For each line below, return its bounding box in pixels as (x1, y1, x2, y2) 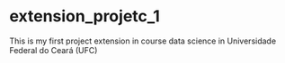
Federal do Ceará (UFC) (9, 44, 98, 55)
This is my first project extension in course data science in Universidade (9, 35, 277, 46)
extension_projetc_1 (9, 6, 160, 27)
